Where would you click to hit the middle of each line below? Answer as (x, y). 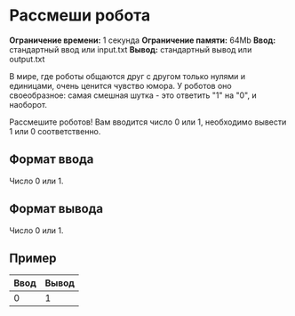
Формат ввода (52, 160)
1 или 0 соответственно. (55, 131)
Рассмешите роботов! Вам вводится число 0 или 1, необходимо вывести (148, 122)
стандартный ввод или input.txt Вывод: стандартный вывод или (131, 49)
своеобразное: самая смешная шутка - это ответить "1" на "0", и (133, 95)
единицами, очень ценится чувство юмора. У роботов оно (121, 85)
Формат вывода (56, 209)
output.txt (27, 59)
